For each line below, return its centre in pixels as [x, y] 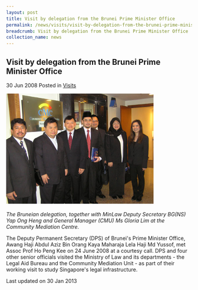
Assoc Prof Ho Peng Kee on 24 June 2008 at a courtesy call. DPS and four [97, 251]
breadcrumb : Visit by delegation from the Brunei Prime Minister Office [97, 31]
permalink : [19, 25]
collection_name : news [34, 37]
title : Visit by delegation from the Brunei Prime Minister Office [91, 19]
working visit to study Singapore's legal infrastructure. [72, 270]
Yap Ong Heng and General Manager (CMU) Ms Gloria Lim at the [85, 220]
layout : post [22, 12]
